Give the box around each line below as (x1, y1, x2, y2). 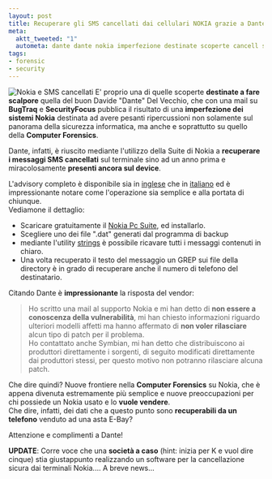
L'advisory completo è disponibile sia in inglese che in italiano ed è (8, 179, 231, 188)
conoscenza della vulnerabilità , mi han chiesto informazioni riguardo (28, 312, 261, 321)
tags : (8, 50, 27, 58)
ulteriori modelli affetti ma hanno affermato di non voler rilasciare (28, 321, 247, 330)
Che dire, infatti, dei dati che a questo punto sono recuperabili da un (8, 405, 237, 415)
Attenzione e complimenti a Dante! (8, 429, 124, 439)
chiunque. (8, 196, 42, 205)
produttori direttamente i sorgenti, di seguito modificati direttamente (28, 347, 255, 356)
